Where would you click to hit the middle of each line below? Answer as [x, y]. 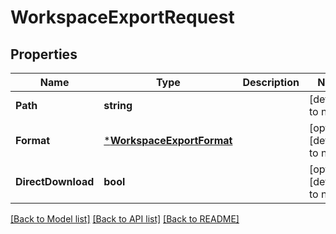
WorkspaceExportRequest [122, 17]
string [118, 105]
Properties [44, 54]
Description [271, 82]
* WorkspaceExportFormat [168, 140]
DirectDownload [55, 181]
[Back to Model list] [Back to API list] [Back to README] [125, 219]
